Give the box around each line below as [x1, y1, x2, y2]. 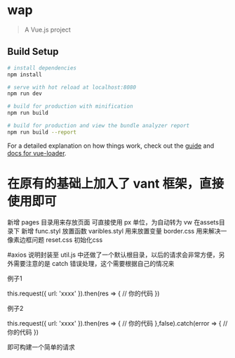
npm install [7, 71, 42, 78]
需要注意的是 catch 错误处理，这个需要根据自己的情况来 [13, 259, 175, 267]
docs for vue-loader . [7, 148, 67, 157]
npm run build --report [7, 129, 77, 136]
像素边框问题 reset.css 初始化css [7, 235, 103, 244]
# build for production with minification [7, 103, 133, 110]
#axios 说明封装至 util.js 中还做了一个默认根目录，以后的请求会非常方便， [7, 250, 219, 259]
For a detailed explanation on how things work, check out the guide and [7, 141, 215, 150]
